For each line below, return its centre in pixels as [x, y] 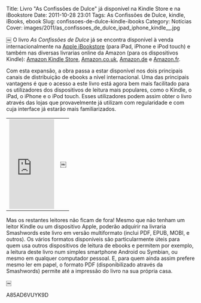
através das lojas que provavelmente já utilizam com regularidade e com [95, 102]
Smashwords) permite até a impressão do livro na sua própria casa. [89, 271]
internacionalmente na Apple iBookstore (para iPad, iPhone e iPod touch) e [98, 46]
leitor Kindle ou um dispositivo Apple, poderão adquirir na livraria [86, 226]
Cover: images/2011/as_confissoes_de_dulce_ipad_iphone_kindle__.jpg [93, 28]
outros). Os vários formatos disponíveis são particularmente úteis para [93, 239]
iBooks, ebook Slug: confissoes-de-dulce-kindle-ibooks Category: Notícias [99, 21]
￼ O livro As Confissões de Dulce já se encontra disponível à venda [90, 40]
